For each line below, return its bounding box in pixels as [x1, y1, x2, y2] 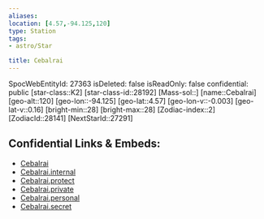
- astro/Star [8, 42, 53, 50]
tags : [8, 34, 27, 43]
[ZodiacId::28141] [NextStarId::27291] [8, 114, 133, 122]
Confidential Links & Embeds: [8, 137, 161, 151]
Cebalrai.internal [19, 167, 76, 177]
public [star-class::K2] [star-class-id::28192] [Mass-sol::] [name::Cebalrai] [8, 88, 258, 97]
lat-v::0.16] [8, 105, 44, 114]
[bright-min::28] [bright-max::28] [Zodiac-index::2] [45, 105, 216, 114]
